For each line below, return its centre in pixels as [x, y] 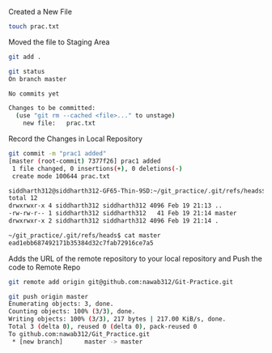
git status [27, 71]
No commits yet [34, 94]
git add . [25, 57]
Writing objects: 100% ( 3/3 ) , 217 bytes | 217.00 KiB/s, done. [117, 319]
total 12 [23, 198]
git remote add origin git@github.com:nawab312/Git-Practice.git [121, 282]
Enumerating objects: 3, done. [61, 304]
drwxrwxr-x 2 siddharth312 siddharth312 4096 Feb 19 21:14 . [114, 221]
